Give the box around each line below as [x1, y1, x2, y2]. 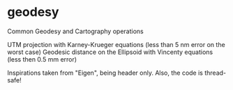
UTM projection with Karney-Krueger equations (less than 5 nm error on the [7, 40, 225, 48]
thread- [204, 69, 227, 77]
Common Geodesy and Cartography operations [7, 27, 144, 35]
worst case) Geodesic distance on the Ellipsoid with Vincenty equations [7, 48, 213, 56]
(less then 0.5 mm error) [7, 55, 77, 63]
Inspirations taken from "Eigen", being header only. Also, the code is [7, 69, 204, 77]
